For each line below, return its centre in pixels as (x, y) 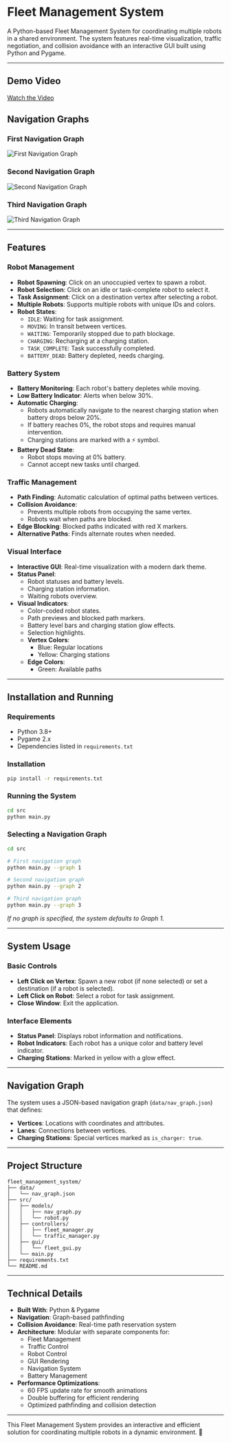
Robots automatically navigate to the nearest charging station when (123, 410)
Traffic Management (42, 482)
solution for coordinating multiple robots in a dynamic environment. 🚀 (105, 1432)
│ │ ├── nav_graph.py (44, 1212)
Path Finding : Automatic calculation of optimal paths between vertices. (118, 497)
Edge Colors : (46, 662)
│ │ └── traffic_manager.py (53, 1236)
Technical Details (45, 1293)
